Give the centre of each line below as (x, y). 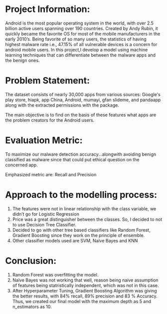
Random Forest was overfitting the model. (55, 274)
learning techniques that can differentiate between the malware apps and (81, 55)
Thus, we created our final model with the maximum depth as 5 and (82, 301)
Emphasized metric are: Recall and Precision (51, 174)
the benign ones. (22, 60)
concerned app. (22, 165)
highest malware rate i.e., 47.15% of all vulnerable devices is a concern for (81, 44)
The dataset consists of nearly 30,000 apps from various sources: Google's (83, 94)
